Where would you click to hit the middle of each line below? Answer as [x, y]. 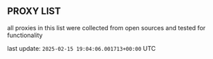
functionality [25, 35]
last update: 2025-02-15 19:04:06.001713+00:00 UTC [82, 48]
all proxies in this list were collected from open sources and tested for [106, 27]
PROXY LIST [34, 11]
